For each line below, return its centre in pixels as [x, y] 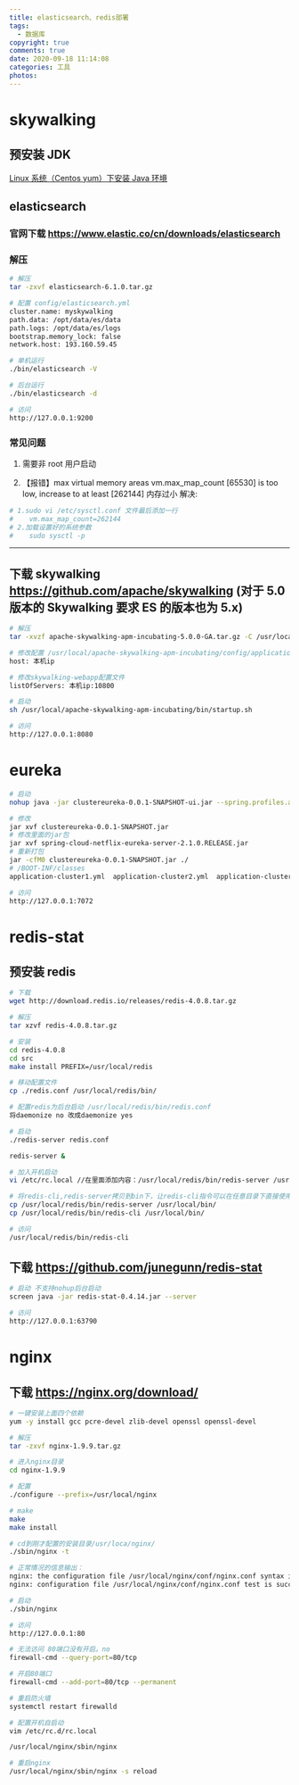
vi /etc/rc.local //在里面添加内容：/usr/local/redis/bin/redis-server [139, 1180]
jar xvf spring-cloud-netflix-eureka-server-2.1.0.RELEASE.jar [129, 843]
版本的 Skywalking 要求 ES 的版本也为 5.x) [126, 607]
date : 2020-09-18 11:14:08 [59, 59]
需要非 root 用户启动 [59, 463]
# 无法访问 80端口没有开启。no [60, 1649]
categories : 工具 [40, 68]
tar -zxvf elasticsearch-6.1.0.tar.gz [81, 287]
